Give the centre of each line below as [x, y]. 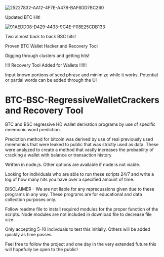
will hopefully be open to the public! [41, 249]
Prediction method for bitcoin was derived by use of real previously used [79, 139]
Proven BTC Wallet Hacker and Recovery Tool [51, 46]
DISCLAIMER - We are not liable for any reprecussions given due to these [80, 189]
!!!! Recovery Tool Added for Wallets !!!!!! [46, 65]
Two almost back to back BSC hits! [41, 36]
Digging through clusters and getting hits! [47, 55]
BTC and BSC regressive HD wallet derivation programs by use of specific [80, 124]
